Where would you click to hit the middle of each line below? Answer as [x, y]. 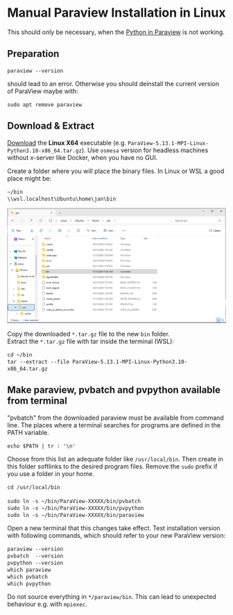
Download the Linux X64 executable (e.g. [67, 142]
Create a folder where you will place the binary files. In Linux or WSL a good [116, 171]
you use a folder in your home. [51, 473]
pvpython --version [35, 563]
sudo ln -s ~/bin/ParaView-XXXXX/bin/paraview [76, 515]
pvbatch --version [35, 556]
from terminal [37, 401]
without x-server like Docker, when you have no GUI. [83, 157]
